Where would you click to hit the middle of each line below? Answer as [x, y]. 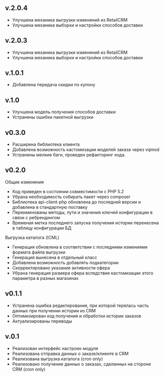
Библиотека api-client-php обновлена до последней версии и [76, 202]
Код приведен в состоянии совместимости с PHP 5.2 [68, 191]
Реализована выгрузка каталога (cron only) [58, 359]
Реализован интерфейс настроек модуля [55, 348]
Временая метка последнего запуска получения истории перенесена [85, 223]
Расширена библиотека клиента [46, 145]
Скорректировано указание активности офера [61, 268]
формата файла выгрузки [39, 252]
